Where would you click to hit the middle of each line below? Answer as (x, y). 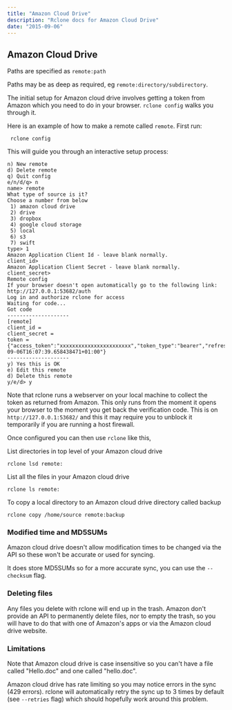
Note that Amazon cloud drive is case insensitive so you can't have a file (110, 664)
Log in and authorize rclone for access (66, 298)
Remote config (28, 280)
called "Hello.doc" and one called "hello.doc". (72, 671)
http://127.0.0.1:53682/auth (49, 291)
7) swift (23, 243)
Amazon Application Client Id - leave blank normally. (88, 255)
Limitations (27, 648)
